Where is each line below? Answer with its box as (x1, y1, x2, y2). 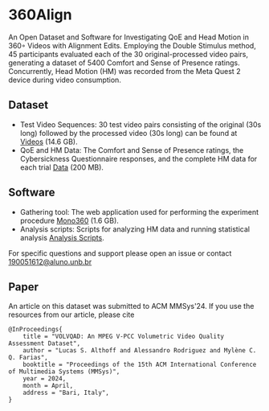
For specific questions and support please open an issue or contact (8, 248, 232, 258)
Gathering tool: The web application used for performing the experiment (19, 207, 259, 216)
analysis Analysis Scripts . (19, 232, 104, 242)
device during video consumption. (8, 75, 122, 84)
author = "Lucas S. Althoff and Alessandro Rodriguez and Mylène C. (22, 347, 257, 355)
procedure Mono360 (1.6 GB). (19, 216, 119, 225)
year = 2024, (22, 375, 67, 383)
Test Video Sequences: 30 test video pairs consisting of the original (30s (19, 119, 262, 129)
